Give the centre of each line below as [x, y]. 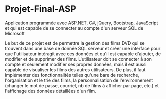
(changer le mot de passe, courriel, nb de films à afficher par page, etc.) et [82, 85]
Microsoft [15, 33]
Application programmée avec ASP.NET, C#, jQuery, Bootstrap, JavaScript [82, 23]
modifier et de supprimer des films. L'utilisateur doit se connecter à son [79, 59]
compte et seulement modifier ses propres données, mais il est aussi [76, 64]
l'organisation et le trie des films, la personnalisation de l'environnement [79, 80]
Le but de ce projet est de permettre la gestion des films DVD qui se [75, 43]
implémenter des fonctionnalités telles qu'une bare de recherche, [72, 75]
